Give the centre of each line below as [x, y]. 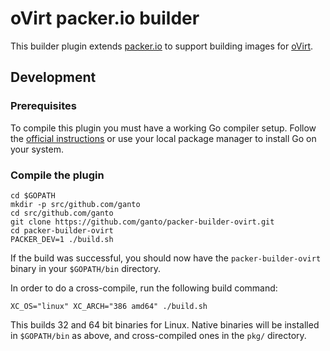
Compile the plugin [57, 175]
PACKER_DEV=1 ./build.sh [62, 239]
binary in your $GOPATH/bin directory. [85, 268]
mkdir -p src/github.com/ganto [75, 204]
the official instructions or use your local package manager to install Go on [163, 138]
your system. [37, 149]
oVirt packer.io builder [105, 18]
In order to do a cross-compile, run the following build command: [144, 288]
